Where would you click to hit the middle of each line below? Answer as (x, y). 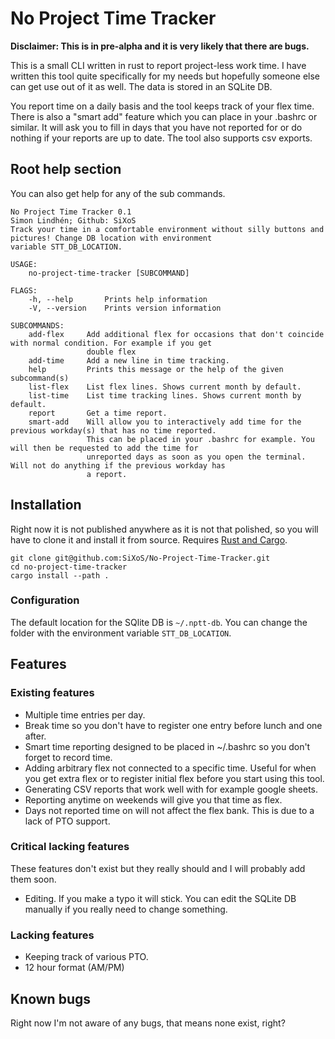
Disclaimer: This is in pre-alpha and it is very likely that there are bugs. (160, 46)
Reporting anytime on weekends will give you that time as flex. (153, 799)
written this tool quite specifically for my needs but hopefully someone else (165, 76)
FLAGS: (24, 290)
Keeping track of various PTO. (86, 957)
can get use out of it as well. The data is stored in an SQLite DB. (141, 86)
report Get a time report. (98, 413)
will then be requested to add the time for (104, 448)
